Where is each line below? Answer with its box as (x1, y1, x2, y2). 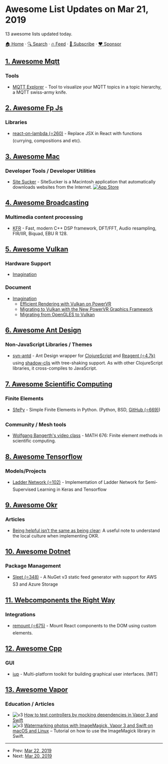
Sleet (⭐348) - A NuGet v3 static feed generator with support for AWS (12, 574, 157, 580)
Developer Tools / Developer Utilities (5, 167, 96, 174)
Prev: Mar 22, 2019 (12, 747, 52, 754)
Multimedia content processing (5, 213, 83, 221)
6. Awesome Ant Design (5, 326, 81, 335)
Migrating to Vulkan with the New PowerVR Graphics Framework (19, 306, 153, 312)
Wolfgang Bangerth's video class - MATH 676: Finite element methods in (12, 432, 162, 439)
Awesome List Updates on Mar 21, (5, 4, 148, 15)
